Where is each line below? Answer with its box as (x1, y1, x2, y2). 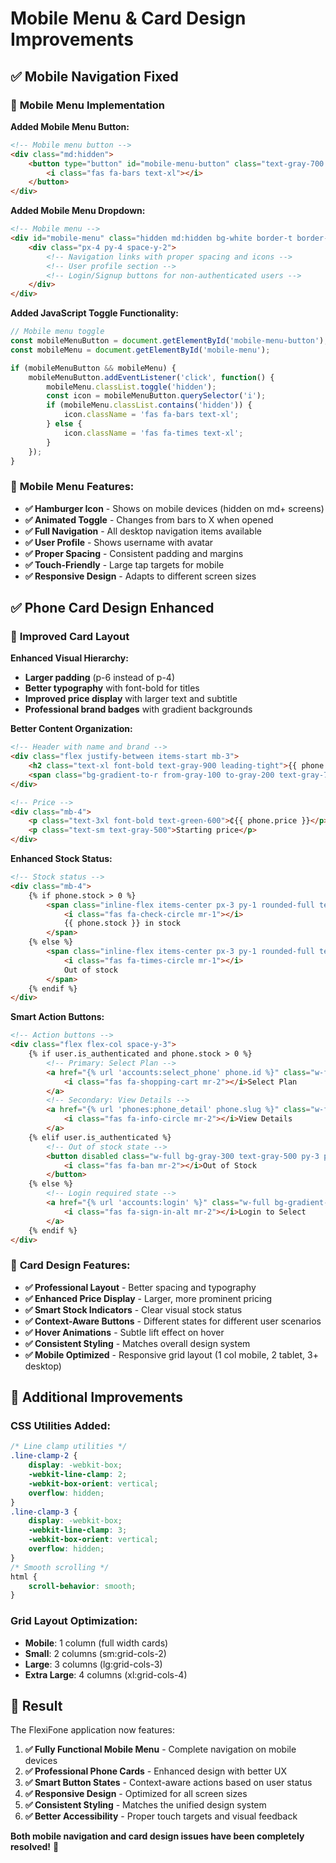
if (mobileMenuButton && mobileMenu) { (10, 363, 177, 373)
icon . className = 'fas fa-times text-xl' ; (63, 428, 244, 438)
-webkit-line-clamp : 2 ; (28, 1470, 128, 1480)
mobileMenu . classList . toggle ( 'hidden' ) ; (46, 382, 217, 392)
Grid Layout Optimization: (10, 1614, 138, 1628)
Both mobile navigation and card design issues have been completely (10, 1830, 305, 1842)
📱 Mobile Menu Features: (10, 480, 135, 494)
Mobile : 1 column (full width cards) (24, 1637, 169, 1649)
